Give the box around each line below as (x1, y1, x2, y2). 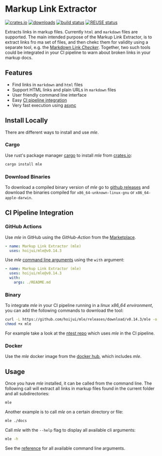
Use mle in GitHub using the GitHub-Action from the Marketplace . (5, 234, 136, 240)
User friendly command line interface (12, 92, 87, 98)
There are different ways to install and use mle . (5, 129, 99, 135)
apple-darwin (5, 196, 32, 201)
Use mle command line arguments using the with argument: (5, 257, 125, 263)
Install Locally (5, 117, 48, 125)
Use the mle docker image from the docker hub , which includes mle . (5, 354, 142, 359)
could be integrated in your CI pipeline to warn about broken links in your (5, 50, 151, 55)
